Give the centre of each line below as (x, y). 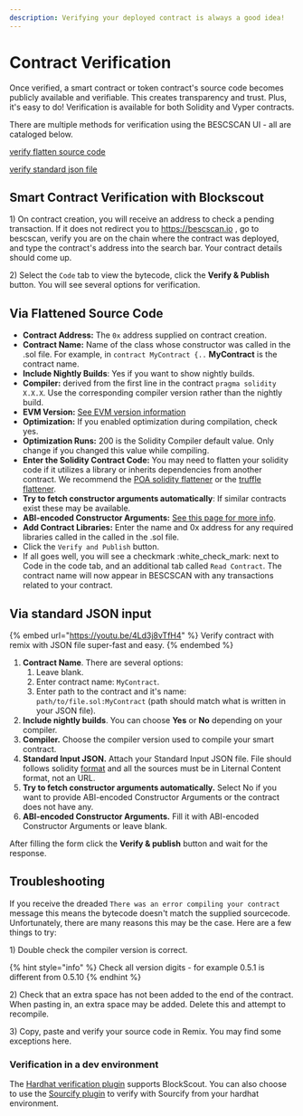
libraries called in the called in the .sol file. (100, 537)
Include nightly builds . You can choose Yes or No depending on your (152, 720)
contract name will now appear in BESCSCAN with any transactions (148, 576)
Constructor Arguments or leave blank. (95, 826)
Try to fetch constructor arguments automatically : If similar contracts (154, 499)
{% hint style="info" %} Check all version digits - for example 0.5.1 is (137, 967)
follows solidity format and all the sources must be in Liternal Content (151, 768)
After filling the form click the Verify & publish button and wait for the (139, 844)
